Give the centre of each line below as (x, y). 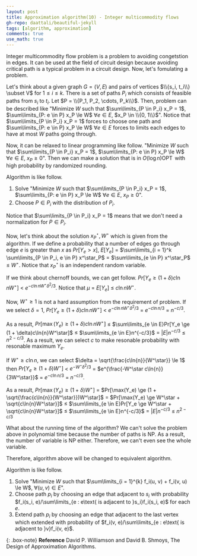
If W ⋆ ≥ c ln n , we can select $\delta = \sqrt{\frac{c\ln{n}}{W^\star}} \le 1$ (96, 359)
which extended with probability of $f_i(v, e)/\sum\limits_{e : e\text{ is (100, 522)
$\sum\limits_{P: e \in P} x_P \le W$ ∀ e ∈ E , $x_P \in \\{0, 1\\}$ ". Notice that (99, 115)
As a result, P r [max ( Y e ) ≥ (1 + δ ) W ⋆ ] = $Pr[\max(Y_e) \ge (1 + (81, 390)
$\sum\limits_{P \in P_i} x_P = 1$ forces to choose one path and (84, 121)
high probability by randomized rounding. (57, 166)
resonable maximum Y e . (36, 347)
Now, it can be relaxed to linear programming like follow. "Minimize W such (97, 145)
